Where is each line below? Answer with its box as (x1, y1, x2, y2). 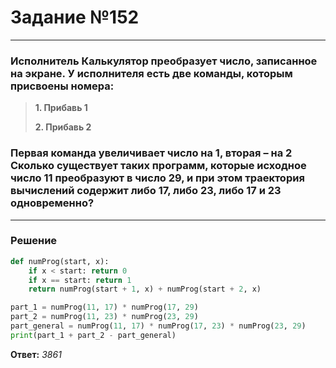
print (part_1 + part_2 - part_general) (10, 330, 177, 340)
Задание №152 (10, 6, 140, 29)
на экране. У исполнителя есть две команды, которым (10, 66, 293, 80)
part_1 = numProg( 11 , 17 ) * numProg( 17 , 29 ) (10, 302, 199, 313)
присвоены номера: (10, 79, 115, 93)
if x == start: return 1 (28, 275, 132, 285)
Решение (10, 234, 58, 248)
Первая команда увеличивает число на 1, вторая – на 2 (10, 146, 293, 160)
